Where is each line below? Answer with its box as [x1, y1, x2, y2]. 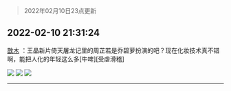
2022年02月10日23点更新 [23, 7, 97, 14]
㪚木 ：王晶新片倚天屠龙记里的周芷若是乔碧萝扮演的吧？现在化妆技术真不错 [7, 46, 220, 54]
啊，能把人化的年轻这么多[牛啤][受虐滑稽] [7, 54, 125, 63]
